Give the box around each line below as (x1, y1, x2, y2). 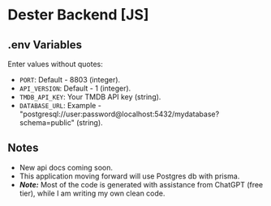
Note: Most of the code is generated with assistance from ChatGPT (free (19, 179, 264, 189)
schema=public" (19, 118, 75, 127)
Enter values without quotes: (7, 59, 103, 69)
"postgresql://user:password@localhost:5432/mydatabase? (19, 109, 220, 119)
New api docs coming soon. (19, 162, 114, 172)
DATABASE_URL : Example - (19, 101, 102, 110)
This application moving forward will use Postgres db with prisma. (19, 171, 240, 181)
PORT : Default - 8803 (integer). (19, 75, 121, 84)
